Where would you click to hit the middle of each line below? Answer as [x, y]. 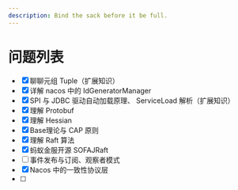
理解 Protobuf [52, 110]
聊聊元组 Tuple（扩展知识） [75, 81]
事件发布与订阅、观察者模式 [75, 160]
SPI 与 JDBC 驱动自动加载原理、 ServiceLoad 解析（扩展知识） [132, 101]
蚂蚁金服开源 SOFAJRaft [69, 150]
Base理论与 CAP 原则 [64, 130]
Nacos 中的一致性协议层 [69, 169]
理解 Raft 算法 [52, 140]
